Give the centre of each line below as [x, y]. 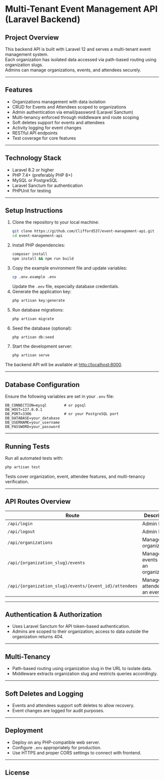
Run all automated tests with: [34, 458]
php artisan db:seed [33, 337]
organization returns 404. [38, 637]
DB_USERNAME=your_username [32, 423]
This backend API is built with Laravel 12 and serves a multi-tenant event [78, 49]
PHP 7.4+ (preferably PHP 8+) [42, 175]
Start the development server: [42, 346]
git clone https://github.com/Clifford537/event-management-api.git [83, 231]
